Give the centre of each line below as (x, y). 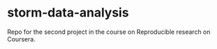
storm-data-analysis (68, 13)
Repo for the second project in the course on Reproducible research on (109, 32)
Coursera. (21, 39)
